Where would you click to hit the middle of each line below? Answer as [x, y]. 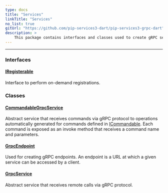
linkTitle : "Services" [29, 19]
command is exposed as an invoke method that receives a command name [82, 129]
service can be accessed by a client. [43, 162]
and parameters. [22, 135]
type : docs [16, 10]
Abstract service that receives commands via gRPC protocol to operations [81, 119]
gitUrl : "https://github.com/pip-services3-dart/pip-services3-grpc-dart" [85, 28]
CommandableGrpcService [34, 107]
